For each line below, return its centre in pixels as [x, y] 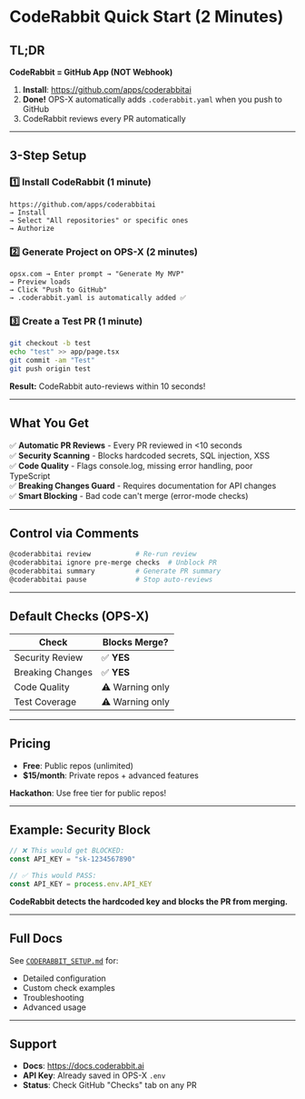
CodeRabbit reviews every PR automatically [104, 119]
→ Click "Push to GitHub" [58, 290]
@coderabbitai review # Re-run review [103, 554]
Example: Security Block [80, 829]
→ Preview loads [40, 282]
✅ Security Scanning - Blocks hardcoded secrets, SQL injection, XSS [140, 455]
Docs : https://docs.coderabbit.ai [84, 1066]
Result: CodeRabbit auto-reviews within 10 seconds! [108, 386]
